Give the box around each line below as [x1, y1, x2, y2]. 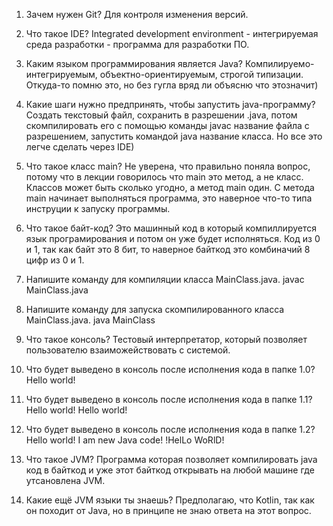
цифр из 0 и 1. [25, 254, 85, 266]
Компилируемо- [244, 58, 315, 69]
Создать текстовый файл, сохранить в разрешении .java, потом [25, 109, 298, 121]
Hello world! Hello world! [25, 404, 128, 416]
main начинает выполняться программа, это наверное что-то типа [25, 192, 313, 204]
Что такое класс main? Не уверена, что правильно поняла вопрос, [25, 160, 311, 172]
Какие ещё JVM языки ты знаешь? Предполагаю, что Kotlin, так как [25, 494, 315, 506]
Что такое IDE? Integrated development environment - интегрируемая [25, 28, 319, 39]
